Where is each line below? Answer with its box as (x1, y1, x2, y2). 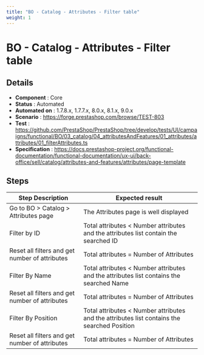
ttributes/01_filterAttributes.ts (15, 139, 88, 146)
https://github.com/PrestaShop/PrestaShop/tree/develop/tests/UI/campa (15, 126, 197, 134)
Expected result (115, 194, 163, 202)
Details (6, 78, 33, 88)
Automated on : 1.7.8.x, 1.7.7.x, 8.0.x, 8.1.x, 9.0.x (15, 107, 134, 114)
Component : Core (15, 93, 63, 101)
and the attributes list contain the (83, 229, 177, 237)
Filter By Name (9, 271, 52, 280)
